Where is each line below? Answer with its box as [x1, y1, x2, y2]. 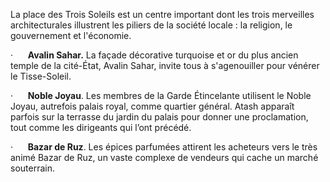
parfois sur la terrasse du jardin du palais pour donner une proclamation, [10, 111, 309, 123]
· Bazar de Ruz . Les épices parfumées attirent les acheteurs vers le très [10, 141, 318, 153]
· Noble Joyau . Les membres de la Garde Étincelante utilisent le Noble [10, 90, 312, 101]
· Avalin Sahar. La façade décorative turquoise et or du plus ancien [10, 49, 299, 61]
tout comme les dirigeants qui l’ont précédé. [10, 122, 192, 133]
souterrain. [10, 162, 55, 174]
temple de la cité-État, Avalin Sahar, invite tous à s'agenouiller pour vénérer [10, 60, 320, 71]
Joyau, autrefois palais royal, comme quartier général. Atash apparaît [10, 100, 295, 112]
